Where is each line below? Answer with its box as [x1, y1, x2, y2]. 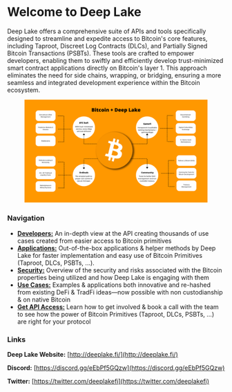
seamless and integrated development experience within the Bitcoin [7, 78, 200, 86]
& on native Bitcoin [17, 295, 71, 304]
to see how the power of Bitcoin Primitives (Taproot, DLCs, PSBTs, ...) [17, 310, 215, 318]
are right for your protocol [17, 317, 91, 326]
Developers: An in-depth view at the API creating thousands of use [17, 229, 209, 237]
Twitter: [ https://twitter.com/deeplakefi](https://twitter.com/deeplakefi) [7, 377, 209, 386]
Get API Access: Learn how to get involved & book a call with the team [17, 302, 219, 311]
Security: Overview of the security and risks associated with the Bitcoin [17, 265, 222, 274]
